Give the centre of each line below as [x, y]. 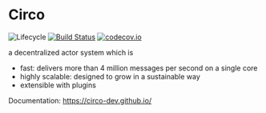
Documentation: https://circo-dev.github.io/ [80, 100]
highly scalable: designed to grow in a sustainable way [110, 76]
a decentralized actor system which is [71, 52]
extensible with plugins [58, 85]
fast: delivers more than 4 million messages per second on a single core [139, 68]
